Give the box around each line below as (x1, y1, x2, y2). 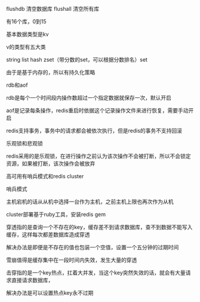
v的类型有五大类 (6, 44, 46, 50)
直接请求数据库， (11, 277, 54, 283)
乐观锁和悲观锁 (6, 140, 43, 147)
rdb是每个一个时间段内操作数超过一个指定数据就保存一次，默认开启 (6, 94, 172, 101)
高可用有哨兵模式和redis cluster (6, 173, 84, 179)
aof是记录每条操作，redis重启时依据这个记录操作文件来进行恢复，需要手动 (6, 107, 189, 114)
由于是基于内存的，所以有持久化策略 (6, 69, 96, 76)
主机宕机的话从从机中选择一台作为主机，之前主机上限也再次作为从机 (6, 198, 174, 205)
